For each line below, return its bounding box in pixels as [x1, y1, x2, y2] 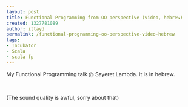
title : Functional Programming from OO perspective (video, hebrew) [6, 15, 183, 21]
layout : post [6, 8, 39, 15]
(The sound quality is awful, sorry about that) [6, 94, 119, 101]
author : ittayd [6, 25, 45, 32]
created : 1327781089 [6, 20, 59, 26]
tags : [6, 37, 20, 43]
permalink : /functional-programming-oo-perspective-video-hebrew [6, 31, 175, 37]
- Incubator [6, 43, 36, 49]
